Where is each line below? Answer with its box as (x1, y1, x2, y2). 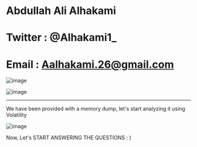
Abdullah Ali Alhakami (6, 4, 116, 18)
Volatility (6, 111, 28, 118)
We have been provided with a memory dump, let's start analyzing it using (6, 105, 186, 112)
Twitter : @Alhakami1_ (6, 31, 117, 45)
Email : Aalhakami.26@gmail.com (6, 57, 174, 71)
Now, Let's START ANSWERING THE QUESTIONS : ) (6, 134, 132, 141)
